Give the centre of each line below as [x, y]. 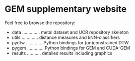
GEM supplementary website [66, 9]
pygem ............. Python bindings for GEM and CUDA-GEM [71, 48]
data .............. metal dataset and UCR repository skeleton [70, 32]
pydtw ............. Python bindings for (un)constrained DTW [70, 42]
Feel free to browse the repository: [40, 23]
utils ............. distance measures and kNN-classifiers [66, 37]
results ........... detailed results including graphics [62, 53]
